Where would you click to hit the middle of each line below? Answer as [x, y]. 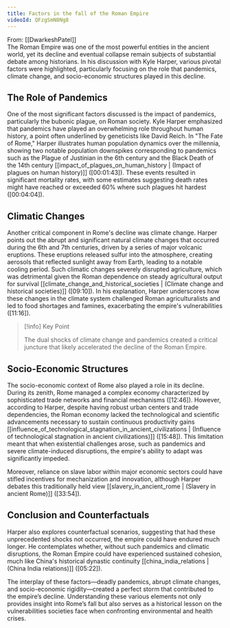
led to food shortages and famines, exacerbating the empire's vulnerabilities [115, 306]
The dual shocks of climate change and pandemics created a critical [120, 340]
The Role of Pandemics [57, 97]
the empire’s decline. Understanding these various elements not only [104, 596]
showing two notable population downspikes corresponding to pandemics [112, 151]
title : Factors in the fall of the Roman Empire [78, 13]
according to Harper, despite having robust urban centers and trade [103, 407]
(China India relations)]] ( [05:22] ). [55, 568]
